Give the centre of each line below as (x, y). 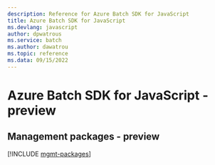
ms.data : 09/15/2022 (38, 60)
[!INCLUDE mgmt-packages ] (49, 154)
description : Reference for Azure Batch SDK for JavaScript (99, 14)
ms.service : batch (35, 41)
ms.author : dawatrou (38, 47)
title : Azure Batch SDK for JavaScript (67, 21)
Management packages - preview (84, 137)
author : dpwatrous (35, 34)
